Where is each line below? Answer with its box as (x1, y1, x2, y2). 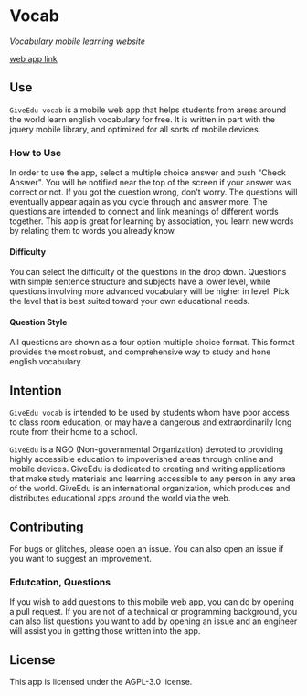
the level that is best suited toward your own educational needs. (9, 296, 250, 307)
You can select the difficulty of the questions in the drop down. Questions (9, 267, 287, 278)
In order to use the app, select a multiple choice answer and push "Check (9, 167, 286, 178)
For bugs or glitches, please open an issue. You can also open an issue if (9, 543, 284, 554)
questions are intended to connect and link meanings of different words (9, 206, 279, 217)
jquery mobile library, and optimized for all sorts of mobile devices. (9, 123, 261, 134)
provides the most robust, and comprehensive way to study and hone (9, 346, 271, 357)
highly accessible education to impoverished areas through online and (9, 454, 274, 465)
